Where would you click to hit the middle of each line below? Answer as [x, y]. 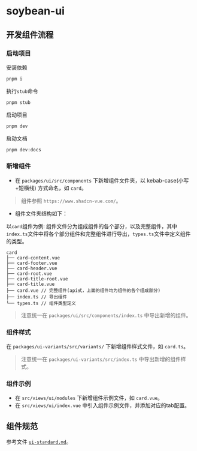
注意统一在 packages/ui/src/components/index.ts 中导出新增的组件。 [106, 315]
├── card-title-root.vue [37, 279]
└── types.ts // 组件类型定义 [41, 303]
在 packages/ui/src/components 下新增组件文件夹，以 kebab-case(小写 [102, 180]
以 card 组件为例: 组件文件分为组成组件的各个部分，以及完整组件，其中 [92, 226]
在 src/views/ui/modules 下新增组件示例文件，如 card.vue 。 [89, 398]
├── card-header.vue [32, 268]
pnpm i [14, 79]
